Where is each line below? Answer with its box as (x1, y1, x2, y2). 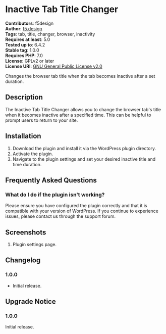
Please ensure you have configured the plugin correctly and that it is (5, 203, 147, 209)
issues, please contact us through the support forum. (5, 213, 116, 219)
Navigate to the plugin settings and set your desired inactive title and (12, 156, 156, 162)
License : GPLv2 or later (5, 58, 54, 64)
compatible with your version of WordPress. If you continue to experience (5, 208, 159, 214)
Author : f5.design (5, 25, 42, 31)
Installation (5, 132, 41, 140)
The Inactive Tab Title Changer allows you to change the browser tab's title (5, 106, 161, 112)
